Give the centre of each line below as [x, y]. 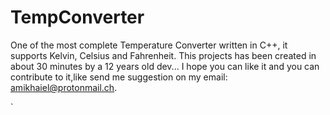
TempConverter [77, 17]
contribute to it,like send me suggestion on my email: [119, 77]
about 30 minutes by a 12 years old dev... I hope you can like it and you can [165, 66]
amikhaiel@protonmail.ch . [64, 87]
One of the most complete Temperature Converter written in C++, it [149, 45]
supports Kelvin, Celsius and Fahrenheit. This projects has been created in [163, 55]
